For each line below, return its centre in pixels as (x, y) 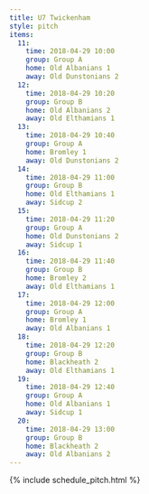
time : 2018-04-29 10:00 (70, 51)
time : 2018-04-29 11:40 (70, 261)
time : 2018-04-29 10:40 (70, 135)
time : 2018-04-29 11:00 (70, 177)
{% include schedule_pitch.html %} (75, 480)
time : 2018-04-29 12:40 (70, 387)
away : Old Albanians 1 (68, 329)
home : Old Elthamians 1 (70, 194)
